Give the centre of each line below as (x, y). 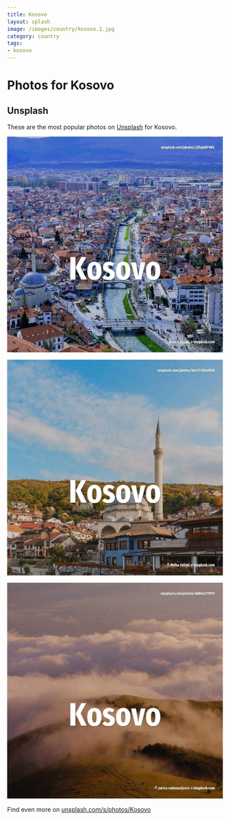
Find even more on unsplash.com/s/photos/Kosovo (79, 809)
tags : (15, 44)
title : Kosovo (27, 14)
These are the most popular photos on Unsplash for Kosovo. (92, 127)
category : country (33, 36)
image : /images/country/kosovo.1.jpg (61, 29)
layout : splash (29, 22)
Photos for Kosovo (61, 85)
